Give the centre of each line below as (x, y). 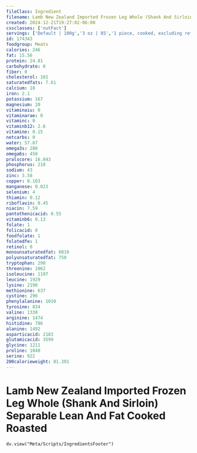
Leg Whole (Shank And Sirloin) (82, 403)
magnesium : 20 (23, 104)
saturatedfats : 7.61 (31, 83)
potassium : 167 (25, 99)
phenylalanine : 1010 (31, 302)
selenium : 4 (21, 192)
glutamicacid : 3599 (30, 340)
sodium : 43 (19, 170)
